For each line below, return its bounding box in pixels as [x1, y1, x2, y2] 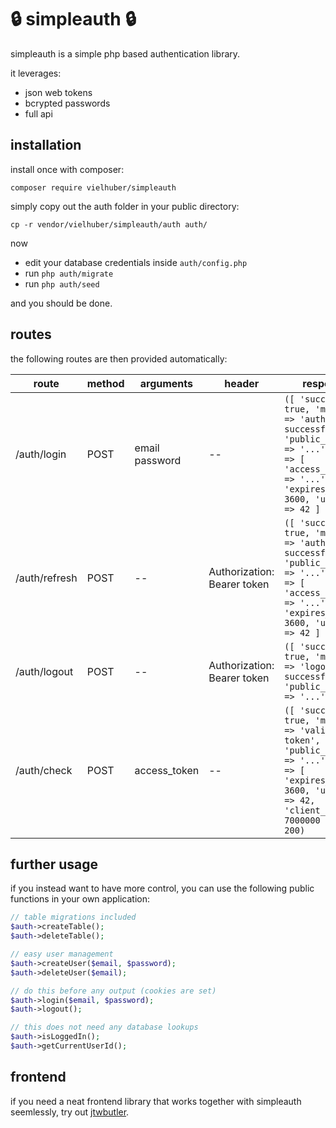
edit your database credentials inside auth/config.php [24, 256, 248, 268]
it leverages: [10, 67, 62, 79]
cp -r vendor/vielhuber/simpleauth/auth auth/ [10, 219, 208, 230]
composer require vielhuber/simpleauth [10, 182, 177, 193]
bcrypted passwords [24, 97, 111, 109]
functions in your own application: [10, 893, 151, 905]
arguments [139, 376, 194, 390]
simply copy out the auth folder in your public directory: [10, 200, 240, 212]
